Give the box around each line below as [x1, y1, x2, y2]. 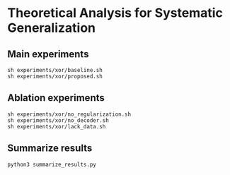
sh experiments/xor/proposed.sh [7, 73, 103, 80]
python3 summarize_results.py [7, 161, 97, 168]
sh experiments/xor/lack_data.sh [7, 123, 106, 130]
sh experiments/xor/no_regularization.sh [7, 111, 132, 118]
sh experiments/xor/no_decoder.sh [7, 116, 110, 124]
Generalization [7, 20, 96, 36]
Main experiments [7, 48, 89, 60]
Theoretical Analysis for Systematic [7, 5, 223, 21]
